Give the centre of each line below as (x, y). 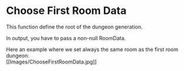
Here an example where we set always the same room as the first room (92, 49)
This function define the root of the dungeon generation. (74, 27)
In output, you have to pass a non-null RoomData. (66, 38)
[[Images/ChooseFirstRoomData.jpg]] (51, 62)
